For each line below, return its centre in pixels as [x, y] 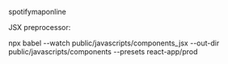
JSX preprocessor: [40, 27]
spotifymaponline [37, 12]
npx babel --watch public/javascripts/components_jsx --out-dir [114, 43]
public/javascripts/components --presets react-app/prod [103, 51]
